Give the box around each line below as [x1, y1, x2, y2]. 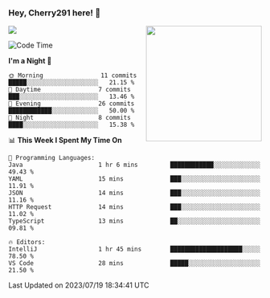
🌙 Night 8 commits [8, 114, 131, 122]
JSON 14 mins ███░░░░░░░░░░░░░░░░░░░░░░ [8, 189, 261, 198]
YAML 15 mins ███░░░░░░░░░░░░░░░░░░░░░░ [8, 175, 261, 183]
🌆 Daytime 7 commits [8, 86, 131, 94]
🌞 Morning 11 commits [8, 71, 137, 80]
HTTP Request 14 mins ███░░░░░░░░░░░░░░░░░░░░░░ [8, 203, 261, 211]
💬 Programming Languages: [8, 154, 95, 162]
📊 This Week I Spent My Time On [8, 136, 122, 145]
